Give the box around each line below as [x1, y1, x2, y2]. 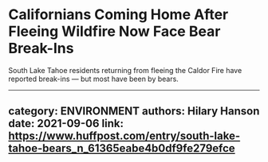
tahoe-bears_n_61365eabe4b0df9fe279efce [8, 141, 235, 156]
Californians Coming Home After [8, 6, 229, 24]
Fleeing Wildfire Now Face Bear [8, 22, 221, 40]
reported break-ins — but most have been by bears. [8, 74, 179, 83]
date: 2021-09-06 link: [8, 117, 124, 130]
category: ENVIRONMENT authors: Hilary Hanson [8, 105, 260, 118]
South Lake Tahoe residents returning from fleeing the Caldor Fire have [8, 65, 242, 75]
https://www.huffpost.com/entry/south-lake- [8, 129, 241, 143]
